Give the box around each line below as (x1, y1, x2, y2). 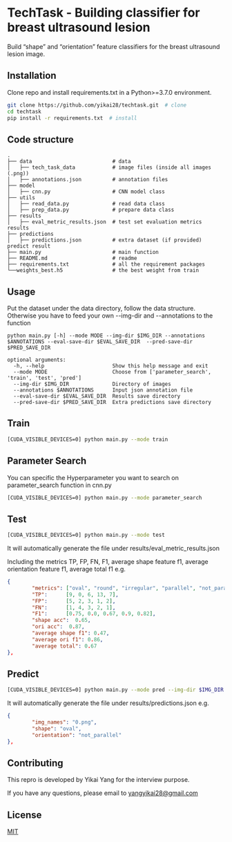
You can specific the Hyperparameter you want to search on (7, 473, 180, 482)
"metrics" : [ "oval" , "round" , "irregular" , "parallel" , (32, 585, 196, 592)
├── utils (7, 194, 36, 201)
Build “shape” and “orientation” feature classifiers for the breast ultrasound (7, 42, 220, 51)
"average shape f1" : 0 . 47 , (32, 630, 110, 637)
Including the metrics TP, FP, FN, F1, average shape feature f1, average (7, 558, 209, 566)
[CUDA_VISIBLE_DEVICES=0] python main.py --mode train (7, 436, 168, 443)
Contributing (7, 758, 64, 769)
